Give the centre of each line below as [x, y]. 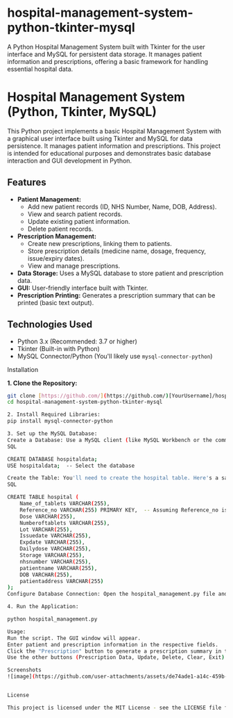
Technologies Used [50, 325]
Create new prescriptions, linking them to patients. [100, 243]
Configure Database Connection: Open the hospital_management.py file [111, 594]
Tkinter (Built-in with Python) [59, 348]
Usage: [17, 631]
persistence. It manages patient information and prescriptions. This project [114, 146]
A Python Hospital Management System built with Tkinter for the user [106, 47]
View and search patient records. [75, 214]
